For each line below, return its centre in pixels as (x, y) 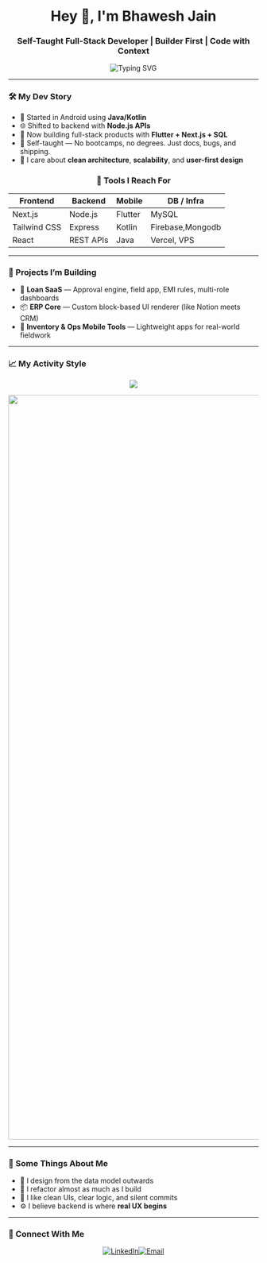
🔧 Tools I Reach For (133, 180)
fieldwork (35, 335)
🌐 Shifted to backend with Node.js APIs (85, 126)
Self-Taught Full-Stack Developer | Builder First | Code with (133, 41)
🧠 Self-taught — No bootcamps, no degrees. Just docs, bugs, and (128, 143)
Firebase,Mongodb (186, 227)
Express (84, 227)
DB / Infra (186, 201)
